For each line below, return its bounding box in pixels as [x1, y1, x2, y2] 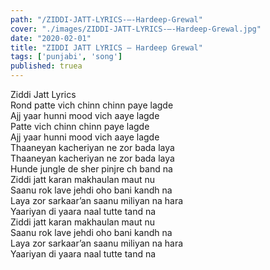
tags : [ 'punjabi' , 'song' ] [10, 52, 123, 62]
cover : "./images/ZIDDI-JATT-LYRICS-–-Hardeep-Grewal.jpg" [10, 24, 262, 34]
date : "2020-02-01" [10, 33, 92, 43]
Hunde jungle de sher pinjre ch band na [10, 163, 173, 175]
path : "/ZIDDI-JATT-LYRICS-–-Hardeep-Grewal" [10, 14, 203, 25]
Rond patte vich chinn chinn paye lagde [10, 99, 174, 111]
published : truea [10, 61, 83, 71]
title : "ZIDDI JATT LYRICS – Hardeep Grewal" [10, 42, 203, 53]
